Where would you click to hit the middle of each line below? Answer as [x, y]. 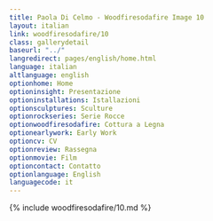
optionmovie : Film [43, 158]
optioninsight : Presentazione [65, 91]
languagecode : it [41, 183]
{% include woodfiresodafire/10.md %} [80, 208]
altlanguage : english [49, 75]
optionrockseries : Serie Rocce [67, 116]
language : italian [43, 67]
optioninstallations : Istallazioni [75, 100]
